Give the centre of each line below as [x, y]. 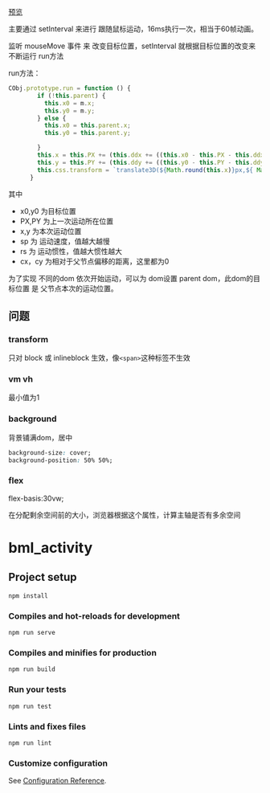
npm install [28, 596]
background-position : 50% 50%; [61, 460]
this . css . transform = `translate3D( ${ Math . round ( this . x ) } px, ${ [145, 170]
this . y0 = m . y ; [69, 111]
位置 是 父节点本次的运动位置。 [66, 288]
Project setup [43, 577]
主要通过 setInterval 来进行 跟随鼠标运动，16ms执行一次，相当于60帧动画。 [133, 29]
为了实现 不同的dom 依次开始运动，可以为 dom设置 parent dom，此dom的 [131, 278]
